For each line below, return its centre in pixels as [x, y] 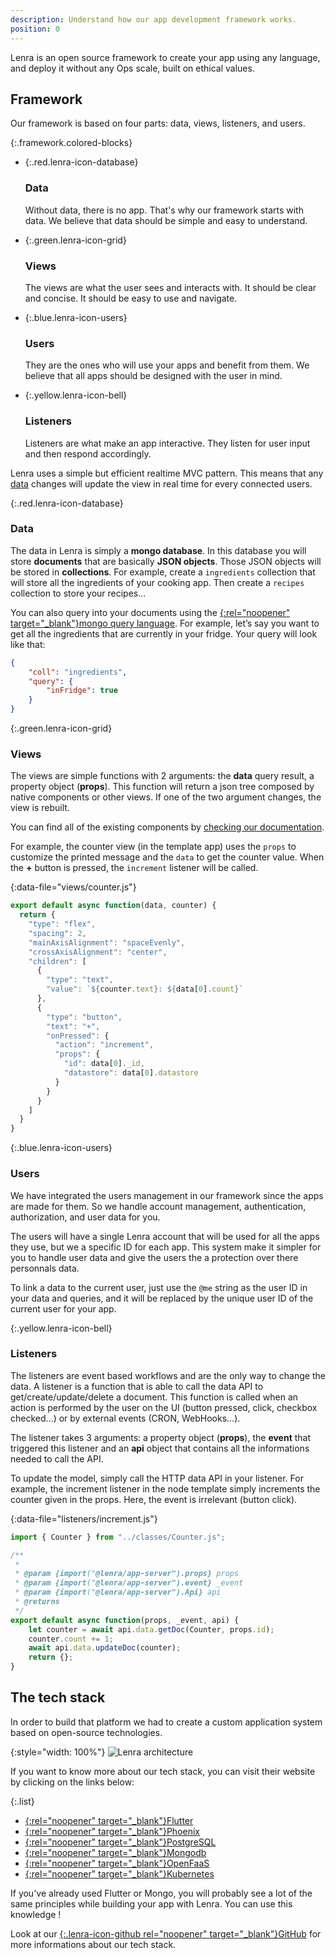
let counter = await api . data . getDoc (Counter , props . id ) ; [151, 1629]
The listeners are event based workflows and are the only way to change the [168, 1375]
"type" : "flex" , [62, 924]
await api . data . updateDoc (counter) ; [105, 1648]
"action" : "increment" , [104, 1045]
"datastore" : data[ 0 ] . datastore [131, 1073]
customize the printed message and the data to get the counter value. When [167, 857]
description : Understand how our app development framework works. [154, 19]
